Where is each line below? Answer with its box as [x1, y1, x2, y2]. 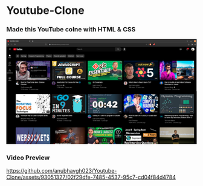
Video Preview [6, 153, 50, 162]
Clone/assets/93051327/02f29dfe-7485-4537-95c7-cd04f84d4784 [6, 173, 176, 181]
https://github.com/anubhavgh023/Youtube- [6, 167, 117, 174]
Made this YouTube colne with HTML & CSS [6, 25, 136, 34]
